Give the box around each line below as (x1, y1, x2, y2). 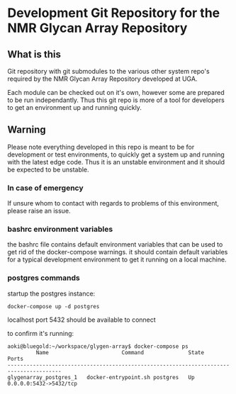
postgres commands (7, 273, 80, 283)
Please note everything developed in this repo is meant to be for (7, 142, 195, 151)
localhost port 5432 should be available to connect (7, 315, 156, 324)
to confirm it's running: (7, 329, 74, 337)
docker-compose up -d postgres (7, 303, 100, 310)
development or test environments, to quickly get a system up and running (7, 150, 225, 159)
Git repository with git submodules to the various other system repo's (7, 67, 210, 75)
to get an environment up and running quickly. (7, 103, 142, 111)
